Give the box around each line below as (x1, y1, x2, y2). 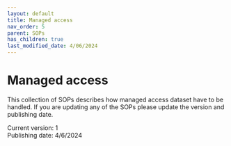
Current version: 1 (7, 123, 58, 132)
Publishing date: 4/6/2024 (7, 131, 82, 139)
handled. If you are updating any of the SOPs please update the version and (7, 102, 225, 111)
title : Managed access (7, 17, 73, 24)
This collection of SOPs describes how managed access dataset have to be (7, 95, 224, 104)
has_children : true (7, 36, 64, 43)
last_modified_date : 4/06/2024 (7, 42, 98, 49)
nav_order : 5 (7, 23, 45, 30)
